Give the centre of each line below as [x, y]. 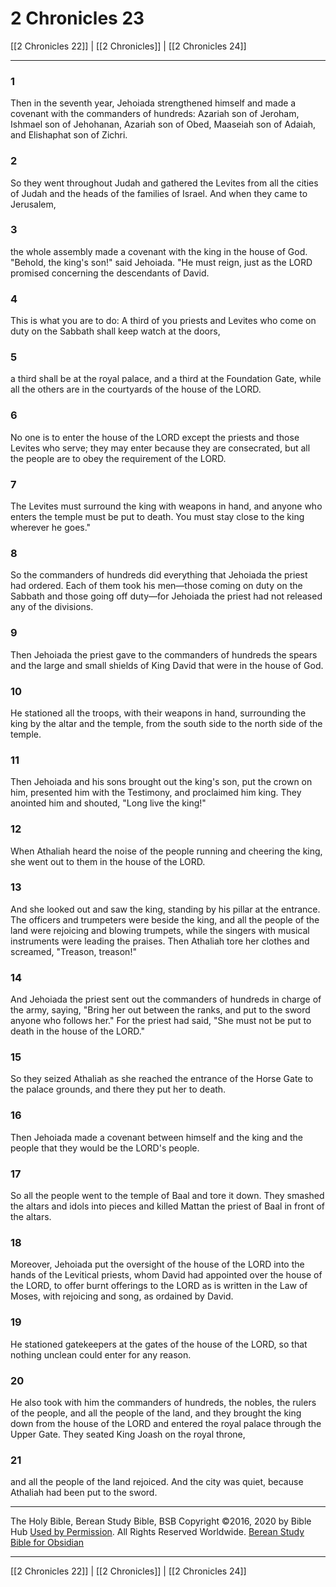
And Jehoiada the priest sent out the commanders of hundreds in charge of [166, 999]
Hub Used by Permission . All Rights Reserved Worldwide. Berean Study [157, 1532]
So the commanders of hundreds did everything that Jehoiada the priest [159, 575]
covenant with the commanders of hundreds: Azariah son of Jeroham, [155, 114]
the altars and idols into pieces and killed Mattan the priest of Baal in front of [167, 1206]
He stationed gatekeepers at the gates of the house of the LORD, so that [159, 1344]
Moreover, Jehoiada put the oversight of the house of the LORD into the [157, 1264]
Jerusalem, [33, 204]
